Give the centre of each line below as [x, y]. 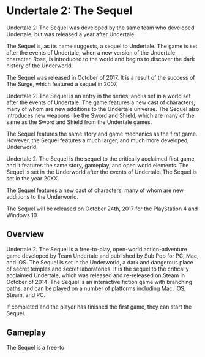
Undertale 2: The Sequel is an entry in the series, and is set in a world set [99, 96]
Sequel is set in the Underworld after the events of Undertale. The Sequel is [102, 172]
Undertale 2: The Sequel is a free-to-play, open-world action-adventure [97, 249]
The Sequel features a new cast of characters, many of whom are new [95, 190]
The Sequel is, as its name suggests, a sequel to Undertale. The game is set [102, 46]
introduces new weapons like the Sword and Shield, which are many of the [100, 115]
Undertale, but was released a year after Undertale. [71, 34]
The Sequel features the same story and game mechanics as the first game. [102, 134]
